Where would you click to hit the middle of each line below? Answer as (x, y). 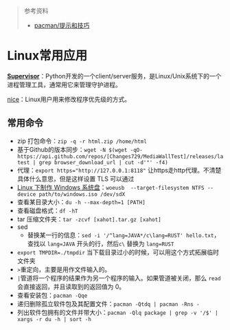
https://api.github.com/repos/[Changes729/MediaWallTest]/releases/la (120, 156)
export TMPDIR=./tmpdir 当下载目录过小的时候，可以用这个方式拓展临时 (118, 252)
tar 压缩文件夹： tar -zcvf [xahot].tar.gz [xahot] (89, 219)
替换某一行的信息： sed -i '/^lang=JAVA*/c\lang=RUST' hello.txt (120, 235)
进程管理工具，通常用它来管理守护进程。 (64, 85)
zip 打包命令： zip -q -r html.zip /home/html (82, 141)
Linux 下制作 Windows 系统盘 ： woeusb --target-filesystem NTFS (111, 187)
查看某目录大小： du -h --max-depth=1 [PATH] (81, 201)
